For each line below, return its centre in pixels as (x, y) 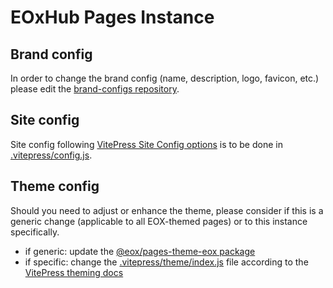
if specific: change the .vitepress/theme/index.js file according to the (166, 262)
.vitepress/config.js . (51, 155)
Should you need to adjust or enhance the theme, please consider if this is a (167, 210)
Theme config (55, 186)
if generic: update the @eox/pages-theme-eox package (140, 251)
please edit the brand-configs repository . (95, 89)
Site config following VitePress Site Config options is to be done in (146, 144)
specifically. (35, 232)
